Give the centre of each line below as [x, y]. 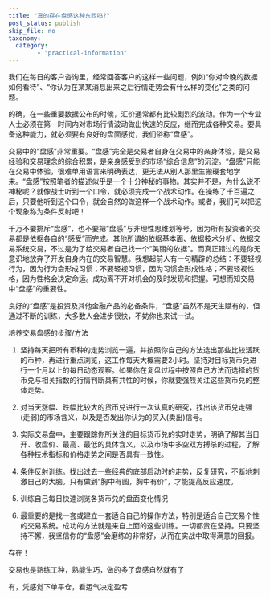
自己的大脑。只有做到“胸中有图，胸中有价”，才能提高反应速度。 [133, 481]
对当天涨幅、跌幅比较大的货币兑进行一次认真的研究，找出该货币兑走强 [136, 407]
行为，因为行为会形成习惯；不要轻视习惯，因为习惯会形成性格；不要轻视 [128, 269]
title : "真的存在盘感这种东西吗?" [59, 16]
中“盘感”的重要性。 [40, 289]
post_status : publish [45, 23]
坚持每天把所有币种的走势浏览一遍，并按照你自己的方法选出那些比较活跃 [139, 350]
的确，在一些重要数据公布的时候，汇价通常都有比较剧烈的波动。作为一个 [128, 114]
